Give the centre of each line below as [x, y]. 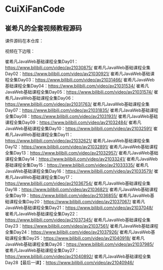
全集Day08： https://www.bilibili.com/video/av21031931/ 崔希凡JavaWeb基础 [81, 116]
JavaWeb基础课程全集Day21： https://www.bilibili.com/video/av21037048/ [79, 208]
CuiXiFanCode [35, 9]
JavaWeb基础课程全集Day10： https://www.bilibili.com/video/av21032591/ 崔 [81, 128]
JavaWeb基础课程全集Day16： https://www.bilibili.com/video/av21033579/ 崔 [82, 171]
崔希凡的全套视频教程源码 [43, 28]
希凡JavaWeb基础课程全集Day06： [40, 98]
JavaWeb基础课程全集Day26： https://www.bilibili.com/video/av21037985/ [80, 244]
